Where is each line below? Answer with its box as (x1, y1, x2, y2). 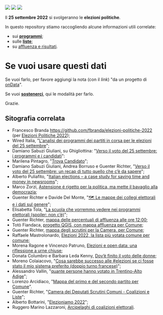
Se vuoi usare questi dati (5, 60, 107, 72)
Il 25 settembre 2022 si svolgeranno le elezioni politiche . (5, 15, 121, 20)
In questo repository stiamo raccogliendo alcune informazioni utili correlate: (5, 24, 156, 30)
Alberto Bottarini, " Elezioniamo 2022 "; (12, 299, 89, 305)
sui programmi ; (12, 33, 44, 39)
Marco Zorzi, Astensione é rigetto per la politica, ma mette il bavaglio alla (12, 184, 158, 190)
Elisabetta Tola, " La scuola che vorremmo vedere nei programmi (12, 206, 141, 212)
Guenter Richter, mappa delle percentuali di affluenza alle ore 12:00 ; (12, 217, 148, 223)
